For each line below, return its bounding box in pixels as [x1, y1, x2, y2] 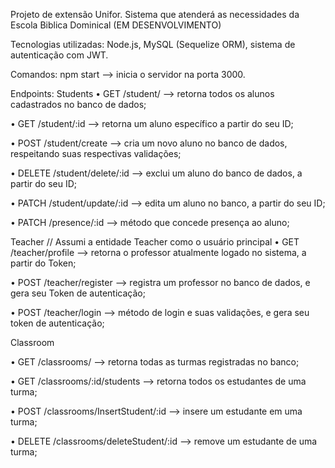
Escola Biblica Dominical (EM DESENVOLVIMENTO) [10, 19, 222, 31]
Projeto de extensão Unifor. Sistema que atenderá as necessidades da [10, 9, 300, 20]
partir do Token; [10, 257, 77, 269]
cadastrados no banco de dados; [10, 99, 147, 110]
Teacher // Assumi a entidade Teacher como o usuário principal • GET [10, 236, 300, 248]
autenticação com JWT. [10, 49, 109, 61]
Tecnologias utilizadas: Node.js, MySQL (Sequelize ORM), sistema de [10, 39, 296, 50]
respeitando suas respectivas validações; [10, 148, 182, 159]
